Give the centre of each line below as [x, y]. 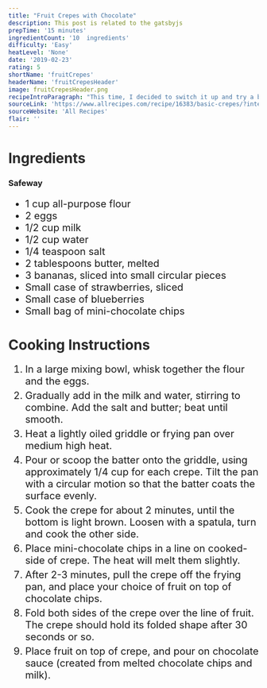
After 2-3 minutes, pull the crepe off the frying [133, 575]
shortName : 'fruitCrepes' [51, 75]
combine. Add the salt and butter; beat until [126, 408]
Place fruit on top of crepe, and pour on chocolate [142, 651]
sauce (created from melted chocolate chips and [139, 663]
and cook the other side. [82, 534]
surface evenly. [61, 496]
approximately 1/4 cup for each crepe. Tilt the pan [142, 472]
